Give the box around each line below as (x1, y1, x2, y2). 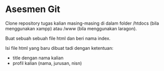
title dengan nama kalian (12, 54, 64, 61)
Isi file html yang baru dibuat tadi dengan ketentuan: (5, 45, 114, 51)
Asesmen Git (5, 4, 61, 15)
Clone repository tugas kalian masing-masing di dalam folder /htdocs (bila (5, 20, 159, 26)
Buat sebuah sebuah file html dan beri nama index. (5, 35, 111, 41)
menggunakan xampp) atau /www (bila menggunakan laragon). (5, 25, 137, 31)
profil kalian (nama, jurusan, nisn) (12, 60, 82, 66)
